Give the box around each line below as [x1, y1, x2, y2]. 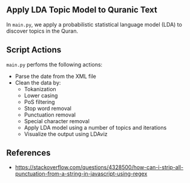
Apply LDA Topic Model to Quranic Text [6, 5, 157, 15]
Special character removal [24, 117, 90, 124]
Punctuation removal [24, 111, 76, 118]
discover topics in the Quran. [6, 27, 79, 34]
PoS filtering [24, 98, 56, 105]
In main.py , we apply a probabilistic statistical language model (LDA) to [6, 21, 183, 28]
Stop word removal [24, 104, 71, 112]
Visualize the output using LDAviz [24, 130, 108, 138]
